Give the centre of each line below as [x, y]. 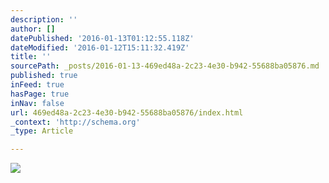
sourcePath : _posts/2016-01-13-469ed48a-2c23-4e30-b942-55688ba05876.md [165, 66]
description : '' [44, 19]
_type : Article [42, 131]
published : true [44, 76]
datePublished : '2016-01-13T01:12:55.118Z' [102, 38]
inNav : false [37, 103]
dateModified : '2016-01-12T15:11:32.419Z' [100, 47]
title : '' [31, 57]
